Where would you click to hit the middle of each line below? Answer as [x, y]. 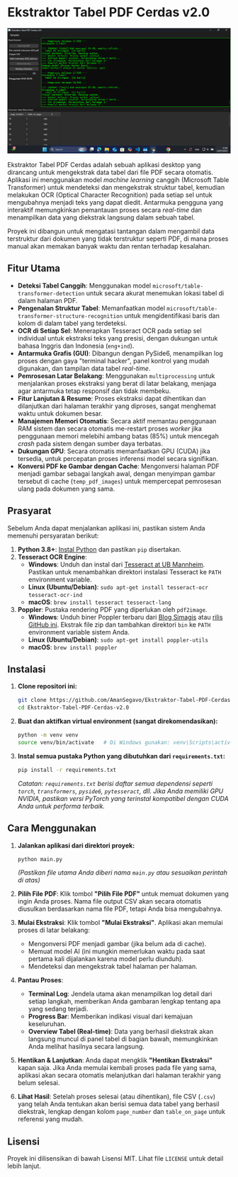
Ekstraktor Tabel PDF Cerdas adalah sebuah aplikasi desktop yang [104, 164]
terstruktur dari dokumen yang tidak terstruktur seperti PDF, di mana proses [118, 239]
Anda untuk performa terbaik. [61, 806]
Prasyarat [29, 511]
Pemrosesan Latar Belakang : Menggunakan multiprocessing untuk [116, 375]
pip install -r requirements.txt [67, 770]
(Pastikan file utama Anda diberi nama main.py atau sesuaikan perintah [123, 872]
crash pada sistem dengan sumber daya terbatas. [90, 443]
